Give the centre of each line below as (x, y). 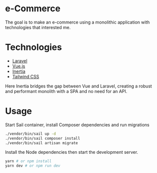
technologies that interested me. (38, 27)
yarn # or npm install (28, 161)
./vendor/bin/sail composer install (43, 138)
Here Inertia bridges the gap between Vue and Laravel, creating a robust (78, 86)
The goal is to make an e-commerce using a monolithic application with (78, 22)
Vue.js (19, 66)
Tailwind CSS (26, 76)
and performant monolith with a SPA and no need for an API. (66, 91)
